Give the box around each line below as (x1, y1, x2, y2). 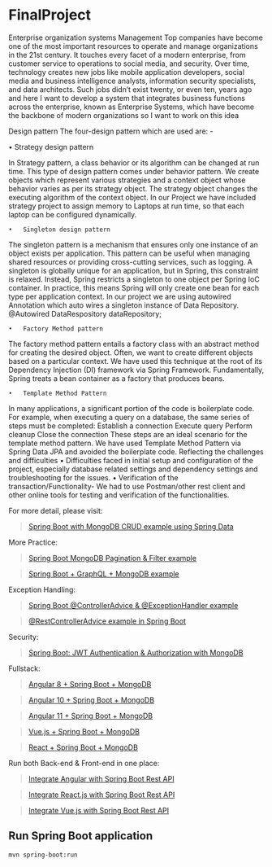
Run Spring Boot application (8, 829, 153, 843)
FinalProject (8, 6, 92, 24)
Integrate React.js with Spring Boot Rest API (28, 790, 175, 799)
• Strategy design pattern (8, 142, 94, 151)
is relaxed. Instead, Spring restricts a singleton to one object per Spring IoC (8, 274, 260, 284)
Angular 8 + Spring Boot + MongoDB (28, 679, 152, 689)
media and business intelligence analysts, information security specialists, (8, 76, 257, 85)
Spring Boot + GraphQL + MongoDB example (28, 568, 180, 579)
